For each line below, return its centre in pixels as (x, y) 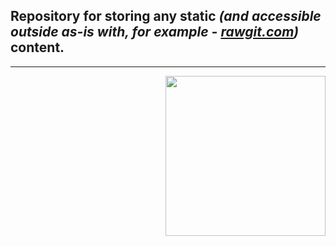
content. (37, 47)
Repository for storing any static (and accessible (166, 16)
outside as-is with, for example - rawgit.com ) (155, 32)
